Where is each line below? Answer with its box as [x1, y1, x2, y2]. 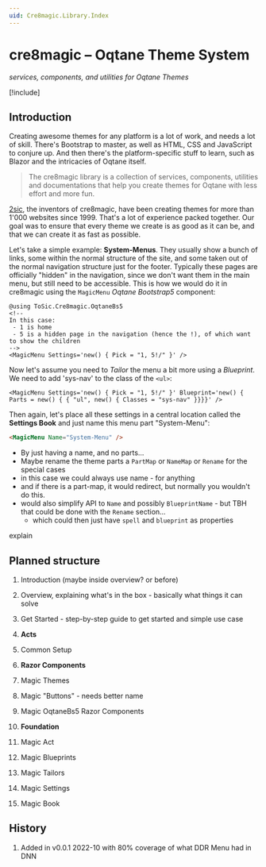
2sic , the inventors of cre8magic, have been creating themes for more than [9, 204, 255, 214]
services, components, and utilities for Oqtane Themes [9, 72, 189, 82]
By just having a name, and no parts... [20, 448, 145, 457]
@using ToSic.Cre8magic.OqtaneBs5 [9, 302, 124, 310]
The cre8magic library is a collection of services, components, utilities [28, 172, 259, 182]
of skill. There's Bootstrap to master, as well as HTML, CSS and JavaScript [9, 140, 253, 149]
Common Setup [20, 645, 72, 655]
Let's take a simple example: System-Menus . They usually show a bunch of [9, 245, 258, 255]
